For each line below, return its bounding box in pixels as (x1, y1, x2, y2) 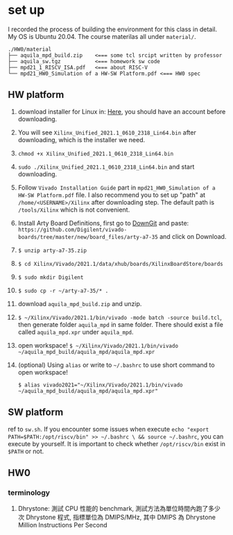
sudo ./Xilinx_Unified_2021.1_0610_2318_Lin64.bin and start (17, 162, 195, 171)
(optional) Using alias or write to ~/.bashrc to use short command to (17, 360, 215, 369)
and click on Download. (159, 232, 227, 241)
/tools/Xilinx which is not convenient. (17, 205, 130, 214)
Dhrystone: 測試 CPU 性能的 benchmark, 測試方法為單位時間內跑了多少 (17, 504, 221, 513)
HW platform (8, 89, 64, 101)
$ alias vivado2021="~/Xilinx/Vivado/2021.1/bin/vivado (17, 381, 183, 389)
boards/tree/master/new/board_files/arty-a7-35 (17, 233, 158, 241)
